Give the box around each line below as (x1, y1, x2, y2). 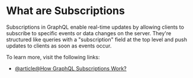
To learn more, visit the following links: (6, 53, 100, 60)
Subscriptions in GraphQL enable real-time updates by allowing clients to (6, 23, 185, 30)
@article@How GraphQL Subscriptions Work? (14, 65, 127, 72)
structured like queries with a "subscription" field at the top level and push (6, 36, 188, 43)
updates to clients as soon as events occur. (6, 42, 112, 49)
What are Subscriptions (6, 4, 126, 18)
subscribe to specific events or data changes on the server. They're (6, 29, 172, 36)
